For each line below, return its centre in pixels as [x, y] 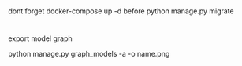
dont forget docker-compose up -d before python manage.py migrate [121, 11]
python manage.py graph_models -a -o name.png [89, 54]
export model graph [40, 38]
